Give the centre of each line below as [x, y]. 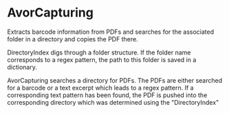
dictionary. [22, 67]
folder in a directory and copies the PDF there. [73, 39]
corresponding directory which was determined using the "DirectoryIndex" [113, 102]
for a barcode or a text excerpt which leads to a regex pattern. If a [100, 88]
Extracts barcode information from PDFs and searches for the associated [111, 32]
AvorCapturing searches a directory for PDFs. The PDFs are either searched [115, 80]
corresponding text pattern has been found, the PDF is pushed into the [107, 95]
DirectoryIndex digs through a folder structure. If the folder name [99, 52]
